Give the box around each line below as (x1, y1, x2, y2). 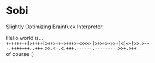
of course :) (6, 50, 34, 57)
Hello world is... (6, 34, 44, 41)
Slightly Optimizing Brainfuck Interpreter (6, 23, 103, 30)
